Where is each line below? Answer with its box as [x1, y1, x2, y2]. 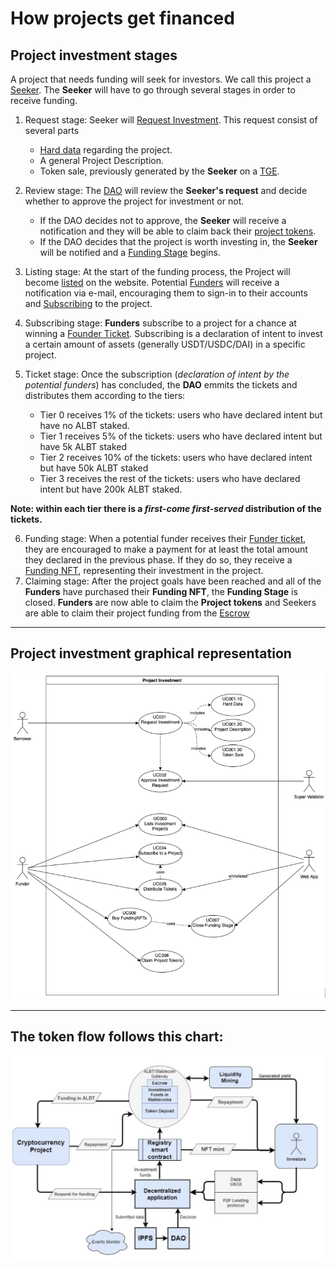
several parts [24, 125, 80, 136]
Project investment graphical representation [10, 645, 292, 662]
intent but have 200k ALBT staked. [39, 483, 183, 495]
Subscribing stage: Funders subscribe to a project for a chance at [24, 317, 297, 329]
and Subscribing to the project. [24, 298, 153, 309]
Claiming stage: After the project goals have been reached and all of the [24, 575, 322, 587]
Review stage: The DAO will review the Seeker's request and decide [24, 185, 308, 196]
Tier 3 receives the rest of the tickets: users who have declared [39, 473, 301, 484]
